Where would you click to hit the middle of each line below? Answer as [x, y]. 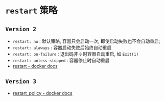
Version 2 [21, 29]
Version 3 [21, 81]
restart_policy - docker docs [42, 93]
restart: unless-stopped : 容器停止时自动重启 [61, 60]
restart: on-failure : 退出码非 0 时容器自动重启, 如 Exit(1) [76, 54]
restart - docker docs [35, 66]
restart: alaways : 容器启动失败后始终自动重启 [62, 47]
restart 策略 [31, 10]
